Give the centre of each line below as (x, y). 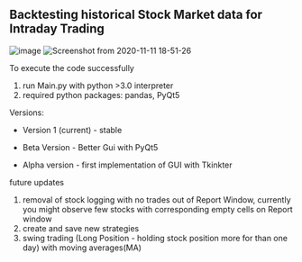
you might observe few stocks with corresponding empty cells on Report (157, 209)
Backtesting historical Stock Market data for (136, 15)
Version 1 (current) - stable (72, 130)
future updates (37, 182)
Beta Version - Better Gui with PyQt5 (90, 147)
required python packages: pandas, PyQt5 (101, 95)
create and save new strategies (81, 228)
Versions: (27, 113)
